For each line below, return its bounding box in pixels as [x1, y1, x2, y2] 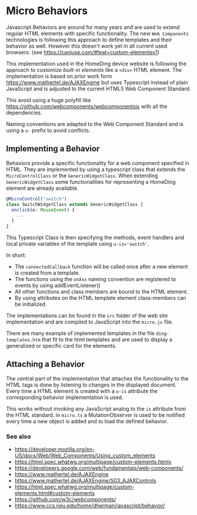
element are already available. [6, 184, 79, 192]
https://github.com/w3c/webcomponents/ [14, 496, 116, 503]
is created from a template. [14, 269, 81, 276]
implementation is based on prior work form [6, 72, 113, 80]
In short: [6, 252, 26, 259]
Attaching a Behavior [6, 359, 85, 369]
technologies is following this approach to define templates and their [6, 36, 172, 43]
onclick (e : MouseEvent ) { [11, 207, 75, 213]
